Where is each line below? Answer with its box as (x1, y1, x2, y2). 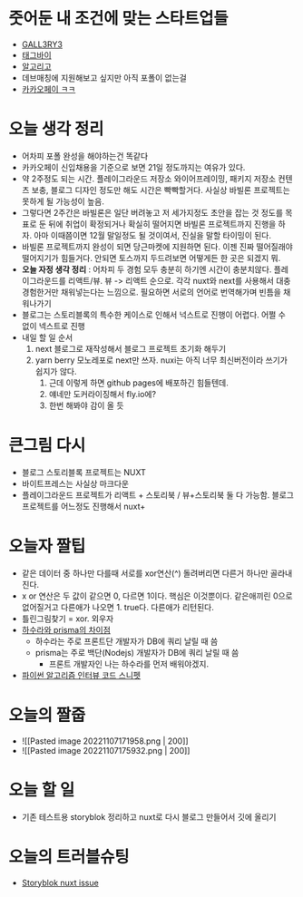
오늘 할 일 (8, 779, 75, 800)
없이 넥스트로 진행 (21, 320, 85, 331)
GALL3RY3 (21, 38, 63, 50)
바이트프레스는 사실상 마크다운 (21, 478, 129, 489)
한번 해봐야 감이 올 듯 (48, 400, 124, 411)
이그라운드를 (21, 275, 67, 286)
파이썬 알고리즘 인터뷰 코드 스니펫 (21, 669, 142, 680)
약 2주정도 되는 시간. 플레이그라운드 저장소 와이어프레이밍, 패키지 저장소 (21, 173, 277, 184)
